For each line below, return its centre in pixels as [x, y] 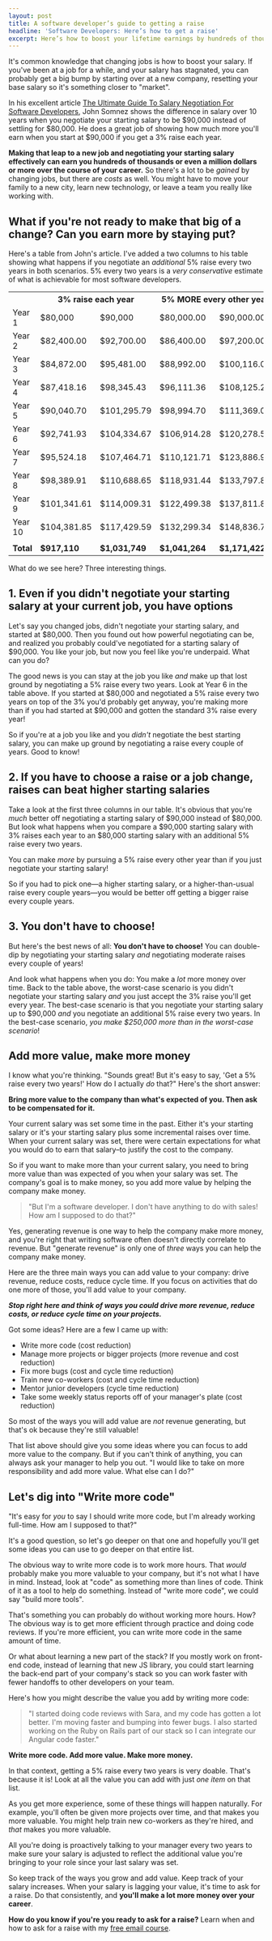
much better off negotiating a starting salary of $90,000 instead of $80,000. [136, 818]
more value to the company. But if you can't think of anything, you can [125, 1455]
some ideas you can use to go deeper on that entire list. [101, 1549]
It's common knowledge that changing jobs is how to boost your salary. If [131, 62]
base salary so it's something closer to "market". [89, 87]
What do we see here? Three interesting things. [87, 568]
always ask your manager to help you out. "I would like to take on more [127, 1463]
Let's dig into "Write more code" [92, 1497]
